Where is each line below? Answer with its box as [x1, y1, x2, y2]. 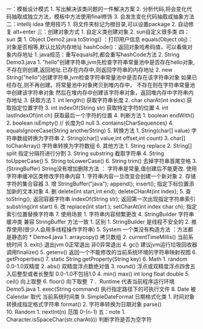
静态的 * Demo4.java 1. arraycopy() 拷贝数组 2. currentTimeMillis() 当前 [11, 234, 188, 240]
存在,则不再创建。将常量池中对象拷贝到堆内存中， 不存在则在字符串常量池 [11, 81, 195, 88]
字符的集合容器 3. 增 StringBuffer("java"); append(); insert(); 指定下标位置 [6, 180, 189, 187]
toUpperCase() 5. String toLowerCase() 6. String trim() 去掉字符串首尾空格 [6, 158, 191, 164]
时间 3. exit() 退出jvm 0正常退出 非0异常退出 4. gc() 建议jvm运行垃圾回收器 [11, 241, 198, 248]
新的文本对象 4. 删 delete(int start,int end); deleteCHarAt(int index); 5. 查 [11, 188, 191, 195]
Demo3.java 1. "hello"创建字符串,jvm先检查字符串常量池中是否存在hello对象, [6, 58, 195, 66]
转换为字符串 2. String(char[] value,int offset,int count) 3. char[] [27, 134, 186, 142]
